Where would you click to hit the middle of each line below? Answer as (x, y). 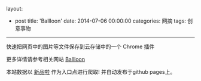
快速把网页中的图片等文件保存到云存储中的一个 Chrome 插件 (80, 46)
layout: (14, 9)
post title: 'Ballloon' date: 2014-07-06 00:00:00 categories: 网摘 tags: (100, 21)
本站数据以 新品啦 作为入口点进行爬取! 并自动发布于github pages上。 (91, 72)
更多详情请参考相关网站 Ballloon (46, 59)
